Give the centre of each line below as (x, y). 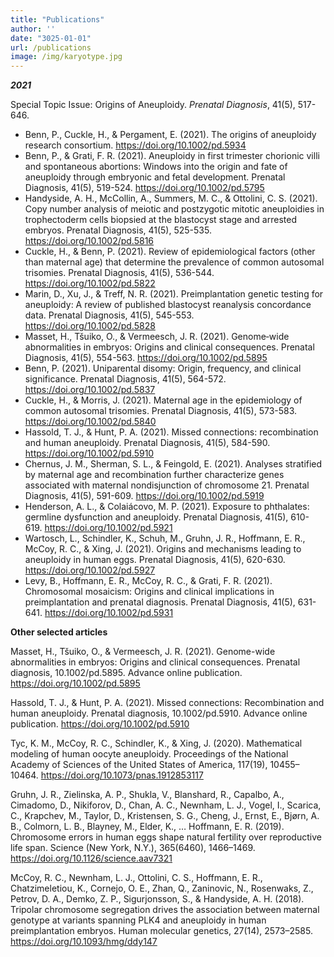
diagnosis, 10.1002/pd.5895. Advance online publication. (126, 673)
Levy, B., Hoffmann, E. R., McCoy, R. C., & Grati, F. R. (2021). (148, 581)
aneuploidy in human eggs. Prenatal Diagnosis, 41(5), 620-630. (155, 560)
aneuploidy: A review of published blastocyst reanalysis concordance (168, 305)
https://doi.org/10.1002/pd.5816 (89, 241)
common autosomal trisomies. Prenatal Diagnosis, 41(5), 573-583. (161, 411)
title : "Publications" (57, 19)
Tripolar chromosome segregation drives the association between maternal (165, 910)
